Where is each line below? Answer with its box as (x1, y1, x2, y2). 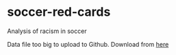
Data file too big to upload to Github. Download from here (7, 40, 169, 48)
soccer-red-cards (7, 4, 111, 20)
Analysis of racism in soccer (7, 27, 87, 35)
